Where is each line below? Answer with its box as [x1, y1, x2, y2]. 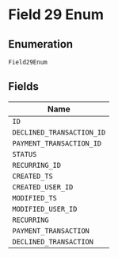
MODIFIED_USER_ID [12, 204, 78, 213]
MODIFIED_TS [12, 193, 58, 202]
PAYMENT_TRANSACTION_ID [12, 138, 102, 148]
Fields [8, 80, 40, 93]
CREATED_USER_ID [12, 182, 74, 192]
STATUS [12, 150, 37, 158]
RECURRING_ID [12, 161, 62, 169]
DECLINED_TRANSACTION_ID [12, 127, 106, 137]
